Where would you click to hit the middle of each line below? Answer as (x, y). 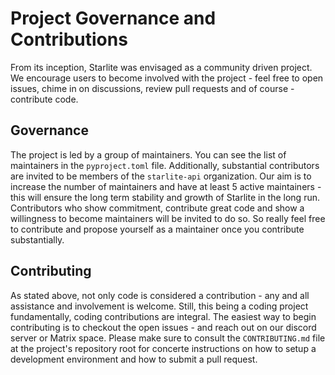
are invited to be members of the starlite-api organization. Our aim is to (161, 176)
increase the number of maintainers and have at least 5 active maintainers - (166, 186)
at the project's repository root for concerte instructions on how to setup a (163, 348)
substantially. (37, 239)
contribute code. (44, 99)
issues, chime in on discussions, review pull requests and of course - (152, 88)
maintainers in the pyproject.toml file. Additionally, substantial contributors (165, 165)
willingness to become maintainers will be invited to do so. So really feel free (168, 218)
